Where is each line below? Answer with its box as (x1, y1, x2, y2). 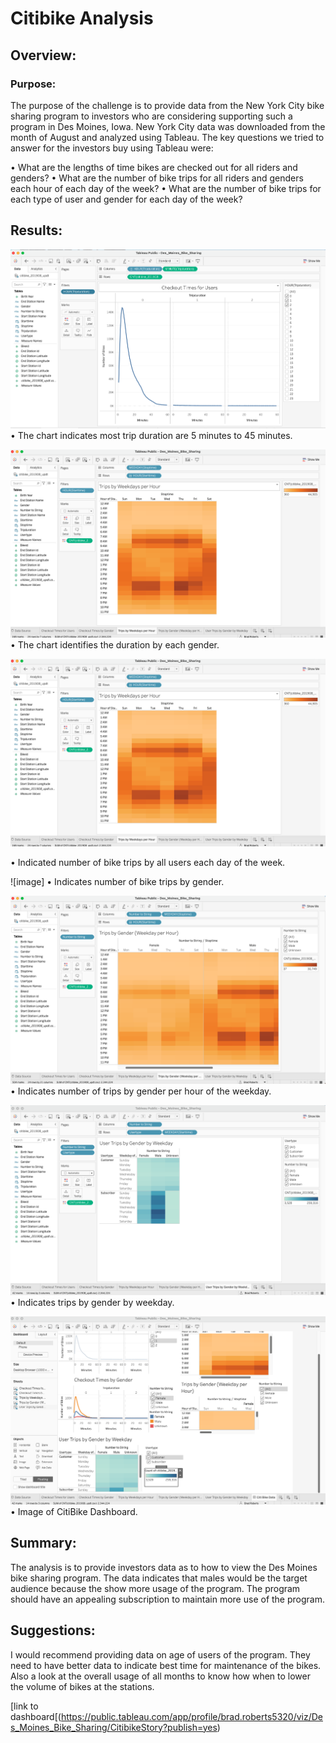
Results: (10, 222, 63, 239)
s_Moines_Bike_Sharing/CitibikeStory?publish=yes (10, 1721, 218, 1733)
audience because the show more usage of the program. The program (10, 1582, 301, 1594)
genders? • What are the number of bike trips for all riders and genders (10, 172, 304, 184)
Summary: (10, 1535, 77, 1552)
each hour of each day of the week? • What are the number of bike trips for (10, 182, 322, 194)
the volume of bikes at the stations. (10, 1680, 155, 1692)
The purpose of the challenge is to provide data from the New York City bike (10, 99, 325, 111)
